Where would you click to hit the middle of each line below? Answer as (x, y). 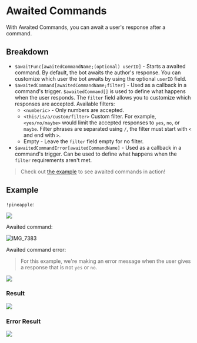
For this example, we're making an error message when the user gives (106, 261)
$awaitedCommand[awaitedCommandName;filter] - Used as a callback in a (101, 85)
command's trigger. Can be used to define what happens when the (96, 154)
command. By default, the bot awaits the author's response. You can (98, 72)
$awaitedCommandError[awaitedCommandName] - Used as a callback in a (98, 147)
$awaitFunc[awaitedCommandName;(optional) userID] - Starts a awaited (100, 66)
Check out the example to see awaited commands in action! (93, 171)
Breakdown (27, 52)
